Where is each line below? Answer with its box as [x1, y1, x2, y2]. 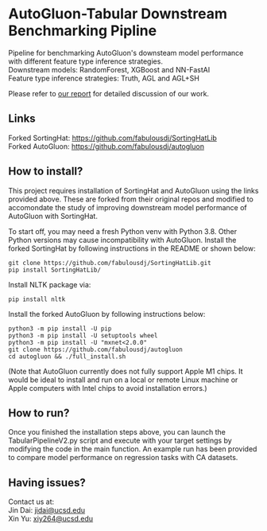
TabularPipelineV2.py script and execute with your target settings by [8, 435, 232, 446]
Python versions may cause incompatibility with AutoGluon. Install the [8, 235, 237, 244]
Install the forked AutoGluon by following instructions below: [8, 309, 206, 318]
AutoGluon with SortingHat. [8, 211, 98, 221]
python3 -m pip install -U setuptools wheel [8, 331, 158, 339]
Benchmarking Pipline [8, 21, 157, 40]
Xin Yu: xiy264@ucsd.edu [8, 514, 94, 524]
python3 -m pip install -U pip [8, 324, 112, 333]
